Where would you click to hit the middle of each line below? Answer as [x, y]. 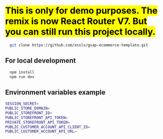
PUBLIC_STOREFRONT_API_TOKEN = [37, 118]
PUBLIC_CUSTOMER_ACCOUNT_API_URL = [41, 132]
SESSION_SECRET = [22, 104]
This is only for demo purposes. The [81, 11]
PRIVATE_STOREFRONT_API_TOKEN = [38, 122]
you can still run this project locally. [81, 32]
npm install [22, 72]
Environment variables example [55, 92]
